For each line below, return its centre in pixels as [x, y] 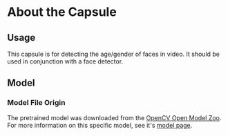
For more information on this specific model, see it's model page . [100, 125]
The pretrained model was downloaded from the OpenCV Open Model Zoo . [114, 117]
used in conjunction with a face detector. [65, 61]
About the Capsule [62, 12]
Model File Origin [36, 103]
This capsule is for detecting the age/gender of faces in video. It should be [113, 54]
